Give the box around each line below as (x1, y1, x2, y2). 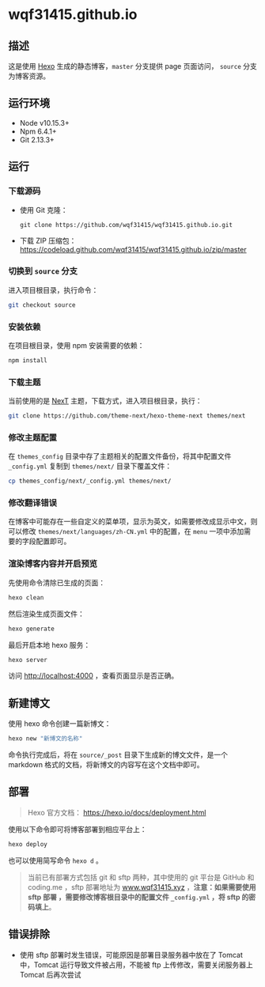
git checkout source (8, 301, 77, 309)
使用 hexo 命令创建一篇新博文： (8, 719, 112, 728)
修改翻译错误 (8, 497, 58, 509)
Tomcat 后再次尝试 (19, 970, 81, 979)
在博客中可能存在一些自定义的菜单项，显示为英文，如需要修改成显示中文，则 (8, 516, 258, 527)
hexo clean (8, 593, 44, 602)
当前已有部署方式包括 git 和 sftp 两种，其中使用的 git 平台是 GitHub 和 (27, 872, 255, 882)
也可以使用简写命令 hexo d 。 (8, 856, 103, 865)
